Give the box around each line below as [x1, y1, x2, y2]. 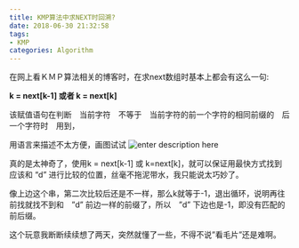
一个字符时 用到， [9, 121, 80, 132]
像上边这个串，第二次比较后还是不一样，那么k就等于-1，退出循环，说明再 [9, 188, 278, 199]
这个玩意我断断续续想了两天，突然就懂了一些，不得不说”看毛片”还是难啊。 [9, 229, 282, 240]
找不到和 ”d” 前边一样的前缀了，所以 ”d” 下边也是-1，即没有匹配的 [32, 199, 286, 210]
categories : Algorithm [9, 46, 93, 55]
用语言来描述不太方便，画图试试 [9, 140, 126, 150]
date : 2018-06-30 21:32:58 [9, 21, 109, 30]
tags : [9, 29, 29, 38]
